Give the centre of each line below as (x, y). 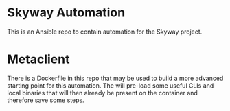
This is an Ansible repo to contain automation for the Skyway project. (105, 32)
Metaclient (38, 59)
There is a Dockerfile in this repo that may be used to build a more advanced (115, 78)
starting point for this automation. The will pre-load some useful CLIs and (111, 85)
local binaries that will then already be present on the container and (102, 92)
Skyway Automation (66, 13)
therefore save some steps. (46, 100)
